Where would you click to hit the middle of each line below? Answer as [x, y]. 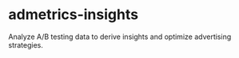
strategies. [26, 44]
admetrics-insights [73, 15]
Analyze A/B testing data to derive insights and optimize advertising [120, 37]
